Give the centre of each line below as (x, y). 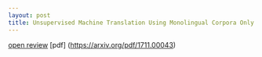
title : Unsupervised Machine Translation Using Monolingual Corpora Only (131, 23)
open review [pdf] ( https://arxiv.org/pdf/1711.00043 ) (92, 45)
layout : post (29, 15)
